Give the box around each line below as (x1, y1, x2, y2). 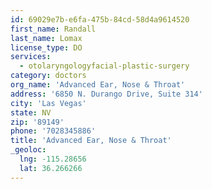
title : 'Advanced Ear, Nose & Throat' (10, 136, 172, 146)
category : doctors (10, 71, 87, 81)
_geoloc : (10, 145, 47, 155)
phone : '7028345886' (10, 126, 97, 136)
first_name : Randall (10, 24, 97, 34)
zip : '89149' (10, 117, 65, 127)
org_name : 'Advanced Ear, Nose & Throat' (10, 80, 186, 90)
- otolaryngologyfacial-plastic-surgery (19, 61, 190, 71)
